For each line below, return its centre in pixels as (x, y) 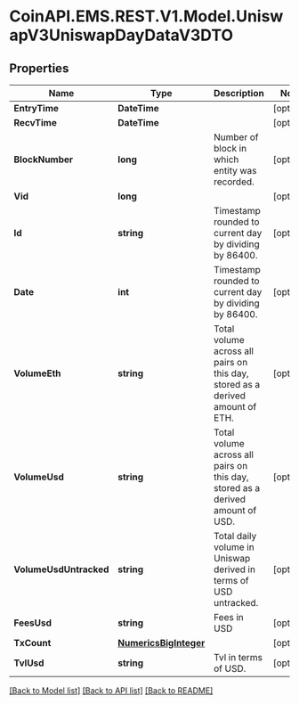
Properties (39, 68)
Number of (236, 137)
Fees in (229, 617)
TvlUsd (29, 663)
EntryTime (36, 108)
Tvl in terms (238, 657)
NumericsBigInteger (162, 643)
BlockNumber (44, 160)
